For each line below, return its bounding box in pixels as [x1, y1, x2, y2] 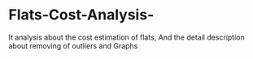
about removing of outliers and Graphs [8, 40, 138, 50]
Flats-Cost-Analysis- [8, 6, 155, 24]
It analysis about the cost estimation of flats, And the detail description [8, 32, 246, 42]
